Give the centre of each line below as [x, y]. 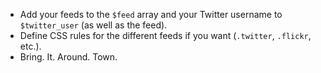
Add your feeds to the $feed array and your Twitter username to [151, 14]
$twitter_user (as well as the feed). [93, 25]
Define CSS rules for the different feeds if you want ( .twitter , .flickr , [165, 35]
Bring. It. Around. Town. [68, 57]
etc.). [30, 46]
